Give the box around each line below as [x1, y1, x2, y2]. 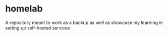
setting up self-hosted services [5, 24, 70, 30]
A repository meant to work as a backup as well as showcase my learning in [5, 19, 163, 25]
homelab [5, 3, 43, 14]
